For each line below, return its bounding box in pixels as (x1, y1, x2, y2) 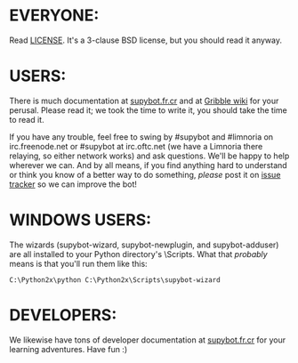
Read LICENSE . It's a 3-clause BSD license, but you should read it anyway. (9, 35, 283, 45)
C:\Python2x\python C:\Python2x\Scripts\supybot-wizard (9, 275, 221, 285)
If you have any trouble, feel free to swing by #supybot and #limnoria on (9, 131, 274, 142)
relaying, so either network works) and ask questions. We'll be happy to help (9, 150, 290, 161)
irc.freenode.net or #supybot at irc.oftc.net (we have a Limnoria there (9, 141, 263, 151)
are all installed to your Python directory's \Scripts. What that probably (9, 248, 269, 259)
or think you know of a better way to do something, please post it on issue (9, 169, 281, 180)
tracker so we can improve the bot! (9, 179, 138, 190)
